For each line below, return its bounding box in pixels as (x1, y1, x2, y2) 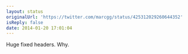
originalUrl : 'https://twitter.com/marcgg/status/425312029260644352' (6, 14, 183, 20)
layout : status (6, 8, 44, 15)
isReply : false (6, 19, 44, 25)
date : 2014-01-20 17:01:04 (6, 25, 72, 31)
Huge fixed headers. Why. (6, 41, 70, 48)
